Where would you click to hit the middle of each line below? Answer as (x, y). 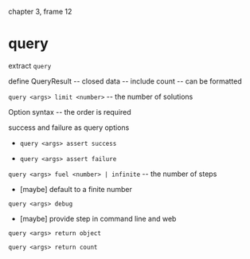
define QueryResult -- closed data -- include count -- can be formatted (125, 81)
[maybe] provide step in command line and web (98, 218)
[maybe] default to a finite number (76, 189)
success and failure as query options (69, 128)
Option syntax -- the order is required (70, 112)
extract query (30, 65)
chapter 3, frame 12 (40, 12)
